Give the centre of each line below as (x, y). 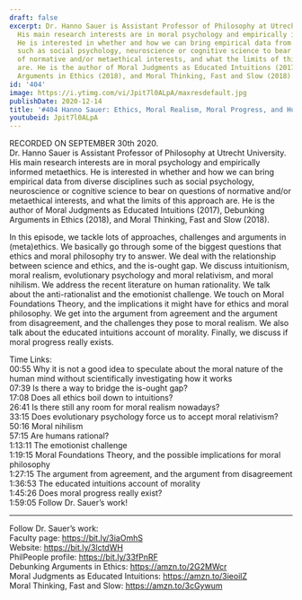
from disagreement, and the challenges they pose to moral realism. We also (149, 323)
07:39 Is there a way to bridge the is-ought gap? (99, 388)
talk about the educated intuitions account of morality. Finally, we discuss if (149, 332)
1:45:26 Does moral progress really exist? (86, 493)
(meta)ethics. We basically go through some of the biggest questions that (145, 247)
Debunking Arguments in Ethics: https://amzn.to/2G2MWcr (118, 567)
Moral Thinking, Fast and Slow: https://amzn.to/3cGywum (116, 586)
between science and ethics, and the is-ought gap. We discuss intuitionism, (149, 266)
